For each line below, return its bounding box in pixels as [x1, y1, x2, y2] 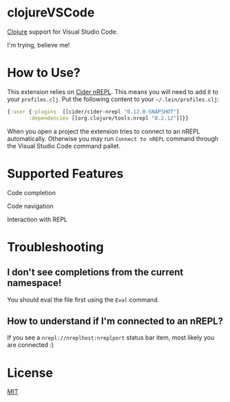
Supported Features [7, 166, 124, 181]
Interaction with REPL [7, 215, 68, 223]
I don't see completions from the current [7, 267, 184, 278]
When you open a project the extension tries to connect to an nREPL [7, 127, 200, 135]
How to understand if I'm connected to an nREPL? [7, 315, 223, 327]
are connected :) [7, 341, 54, 349]
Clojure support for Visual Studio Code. [7, 27, 118, 36]
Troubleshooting [7, 239, 104, 255]
